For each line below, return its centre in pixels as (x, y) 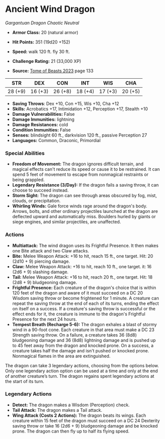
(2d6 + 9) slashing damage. (40, 272)
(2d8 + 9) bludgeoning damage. (45, 282)
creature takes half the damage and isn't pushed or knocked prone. (81, 350)
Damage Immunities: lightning (43, 119)
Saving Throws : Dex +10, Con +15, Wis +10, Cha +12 (66, 103)
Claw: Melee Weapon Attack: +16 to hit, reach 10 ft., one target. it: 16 (82, 266)
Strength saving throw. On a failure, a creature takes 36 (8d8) (74, 335)
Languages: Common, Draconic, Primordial (56, 140)
